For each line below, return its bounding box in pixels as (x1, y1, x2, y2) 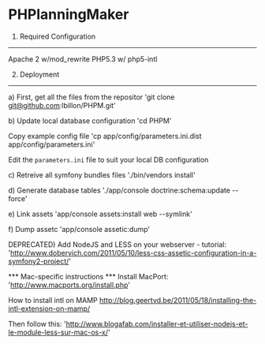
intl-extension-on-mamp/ (8, 304, 91, 313)
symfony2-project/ (8, 256, 69, 266)
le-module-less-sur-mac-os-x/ (8, 327, 109, 337)
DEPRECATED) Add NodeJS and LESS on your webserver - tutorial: (8, 239, 227, 249)
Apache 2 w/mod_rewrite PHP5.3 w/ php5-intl (8, 54, 158, 64)
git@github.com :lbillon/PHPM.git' (8, 100, 117, 110)
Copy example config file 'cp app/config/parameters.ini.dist (8, 131, 203, 140)
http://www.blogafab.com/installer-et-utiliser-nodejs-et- (65, 319, 248, 328)
